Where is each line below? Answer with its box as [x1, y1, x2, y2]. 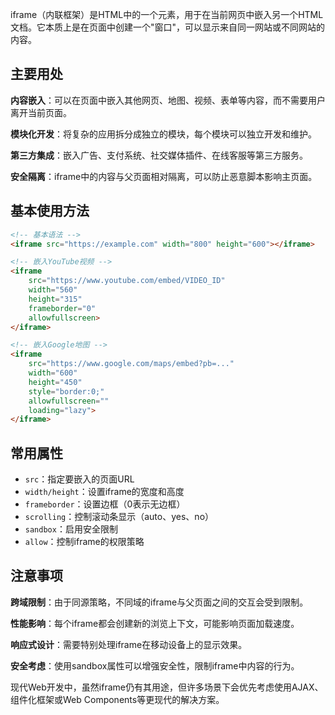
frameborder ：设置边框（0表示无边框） [24, 498, 186, 510]
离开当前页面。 [10, 106, 72, 118]
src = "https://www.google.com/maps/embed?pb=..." [28, 359, 235, 369]
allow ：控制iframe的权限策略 [24, 536, 145, 548]
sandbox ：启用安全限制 [24, 523, 118, 535]
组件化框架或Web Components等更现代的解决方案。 [10, 693, 225, 705]
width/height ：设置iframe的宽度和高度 [24, 486, 185, 498]
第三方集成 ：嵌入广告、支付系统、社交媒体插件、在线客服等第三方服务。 [10, 149, 308, 161]
